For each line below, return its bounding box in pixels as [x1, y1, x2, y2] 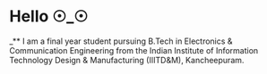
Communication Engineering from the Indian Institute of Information [9, 45, 259, 55]
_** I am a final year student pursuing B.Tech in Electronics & [9, 36, 233, 46]
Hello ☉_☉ [9, 6, 89, 27]
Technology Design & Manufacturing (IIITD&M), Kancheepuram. [9, 54, 245, 65]
